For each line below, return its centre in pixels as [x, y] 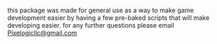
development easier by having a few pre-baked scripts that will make [108, 18]
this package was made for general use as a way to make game [101, 10]
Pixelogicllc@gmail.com [42, 33]
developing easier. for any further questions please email [91, 25]
